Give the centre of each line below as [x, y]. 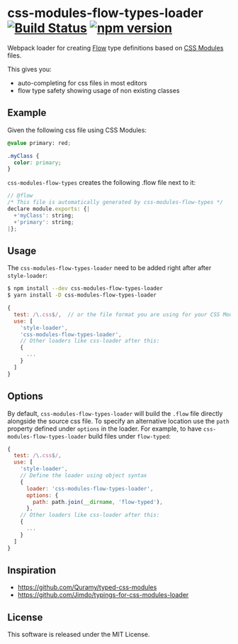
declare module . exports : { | [49, 209]
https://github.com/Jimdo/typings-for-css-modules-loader [103, 595]
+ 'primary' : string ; [44, 222]
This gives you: [29, 69]
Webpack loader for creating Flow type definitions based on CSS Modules [115, 48]
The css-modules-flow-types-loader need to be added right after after [109, 268]
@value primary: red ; [39, 143]
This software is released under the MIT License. [79, 635]
